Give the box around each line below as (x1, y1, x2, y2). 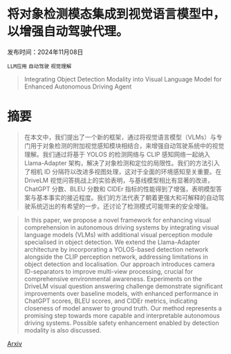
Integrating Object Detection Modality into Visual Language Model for (24, 75, 222, 83)
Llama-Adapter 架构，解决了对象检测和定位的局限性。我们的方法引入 (24, 158, 220, 167)
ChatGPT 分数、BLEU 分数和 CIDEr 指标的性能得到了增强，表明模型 (24, 185, 216, 193)
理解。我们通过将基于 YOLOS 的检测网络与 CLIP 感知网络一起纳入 (24, 150, 211, 158)
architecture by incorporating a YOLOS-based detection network (24, 245, 209, 253)
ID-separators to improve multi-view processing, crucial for (24, 267, 194, 275)
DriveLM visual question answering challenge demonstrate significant (24, 281, 223, 290)
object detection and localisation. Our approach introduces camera (24, 260, 216, 268)
